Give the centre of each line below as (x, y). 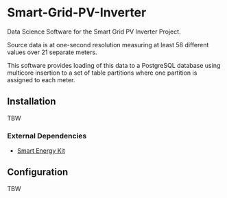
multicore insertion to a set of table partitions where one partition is (102, 73)
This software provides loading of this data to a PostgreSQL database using (114, 65)
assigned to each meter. (41, 79)
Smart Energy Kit (41, 151)
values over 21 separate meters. (52, 52)
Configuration (38, 172)
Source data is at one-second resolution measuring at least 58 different (108, 45)
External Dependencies (47, 136)
